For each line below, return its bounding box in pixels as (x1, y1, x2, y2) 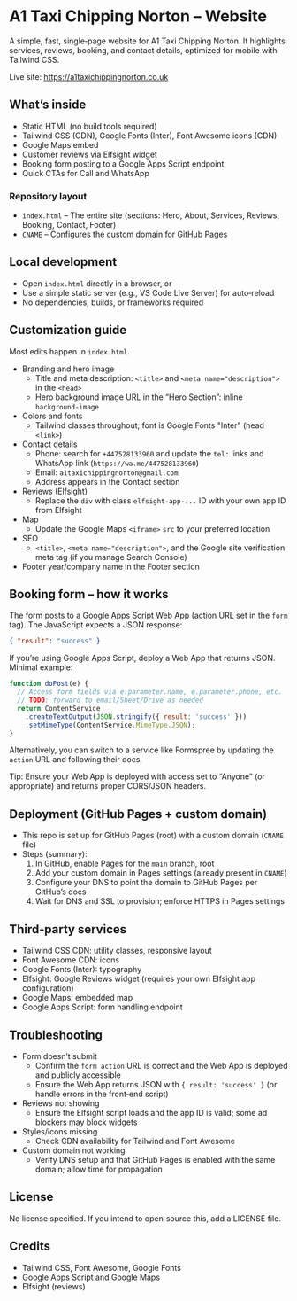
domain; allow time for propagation (34, 1164, 164, 1174)
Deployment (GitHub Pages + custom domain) (9, 806, 268, 822)
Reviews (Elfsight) (21, 486, 88, 496)
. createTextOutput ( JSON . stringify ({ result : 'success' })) (25, 712, 247, 721)
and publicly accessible (34, 1070, 122, 1080)
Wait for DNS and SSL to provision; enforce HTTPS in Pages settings (34, 896, 286, 907)
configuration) (21, 983, 74, 993)
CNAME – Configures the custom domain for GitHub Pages (21, 229, 228, 240)
